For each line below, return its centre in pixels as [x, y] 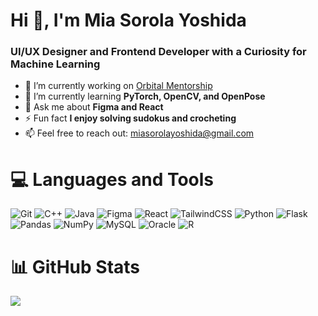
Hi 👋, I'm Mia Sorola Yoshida [128, 20]
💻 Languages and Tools [112, 179]
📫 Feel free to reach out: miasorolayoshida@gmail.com [139, 133]
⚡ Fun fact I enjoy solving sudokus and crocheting [130, 118]
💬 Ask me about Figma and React [94, 107]
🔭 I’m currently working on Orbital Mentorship [118, 86]
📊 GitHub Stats [75, 266]
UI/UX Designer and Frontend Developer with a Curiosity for [158, 52]
